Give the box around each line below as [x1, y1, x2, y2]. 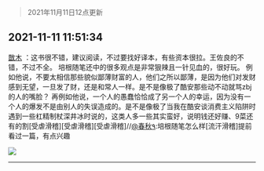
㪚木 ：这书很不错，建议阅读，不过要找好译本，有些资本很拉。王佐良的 [8, 53, 237, 62]
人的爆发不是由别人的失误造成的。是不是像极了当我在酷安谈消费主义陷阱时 [14, 101, 256, 111]
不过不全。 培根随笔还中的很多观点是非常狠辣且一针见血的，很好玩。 [21, 62, 244, 71]
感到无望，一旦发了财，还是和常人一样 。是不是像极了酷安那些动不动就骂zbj [8, 82, 252, 91]
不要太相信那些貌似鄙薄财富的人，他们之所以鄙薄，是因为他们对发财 [35, 72, 256, 82]
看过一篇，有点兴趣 [8, 131, 71, 140]
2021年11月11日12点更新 [27, 8, 104, 16]
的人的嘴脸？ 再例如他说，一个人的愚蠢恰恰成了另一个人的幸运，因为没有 [8, 92, 244, 101]
